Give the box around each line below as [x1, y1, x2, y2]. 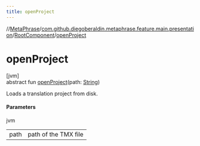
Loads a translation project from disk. [6, 90, 99, 97]
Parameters [6, 104, 36, 111]
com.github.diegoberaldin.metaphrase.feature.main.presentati [41, 25, 194, 32]
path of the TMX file [27, 130, 84, 138]
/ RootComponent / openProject [12, 31, 87, 39]
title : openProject [6, 8, 55, 15]
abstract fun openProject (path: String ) [6, 78, 100, 85]
